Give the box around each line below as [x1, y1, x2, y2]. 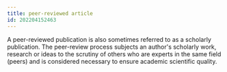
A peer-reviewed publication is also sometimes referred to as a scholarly [7, 35, 212, 43]
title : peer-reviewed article [7, 10, 94, 17]
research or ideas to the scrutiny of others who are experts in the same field [7, 49, 222, 58]
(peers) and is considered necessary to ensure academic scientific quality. [7, 57, 217, 65]
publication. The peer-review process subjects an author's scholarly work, [7, 43, 217, 51]
